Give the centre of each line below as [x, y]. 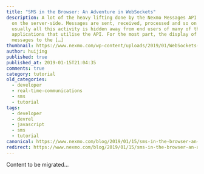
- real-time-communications [47, 91]
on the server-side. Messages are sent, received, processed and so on [104, 23]
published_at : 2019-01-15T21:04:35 [51, 62]
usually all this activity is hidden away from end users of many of [101, 29]
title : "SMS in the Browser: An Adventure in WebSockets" [81, 12]
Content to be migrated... [38, 164]
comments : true [25, 68]
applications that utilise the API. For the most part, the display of [104, 35]
